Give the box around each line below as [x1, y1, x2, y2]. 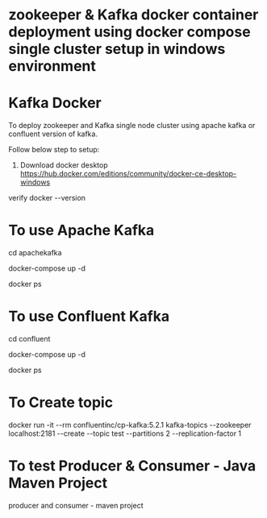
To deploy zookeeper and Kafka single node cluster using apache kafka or [8, 121, 256, 131]
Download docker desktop [19, 160, 108, 170]
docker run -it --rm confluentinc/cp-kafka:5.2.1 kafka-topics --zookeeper [8, 420, 252, 429]
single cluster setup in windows [8, 40, 226, 58]
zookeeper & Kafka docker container [8, 6, 259, 24]
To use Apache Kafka [8, 222, 155, 239]
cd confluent [8, 334, 51, 343]
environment [8, 57, 97, 76]
